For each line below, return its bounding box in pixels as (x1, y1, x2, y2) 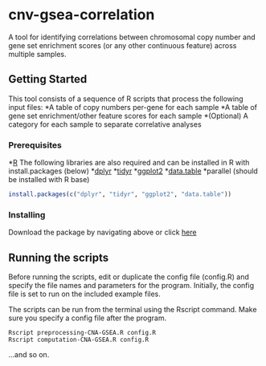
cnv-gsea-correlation (8, 6, 155, 24)
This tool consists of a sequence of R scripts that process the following (8, 94, 243, 104)
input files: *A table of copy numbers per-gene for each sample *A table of (8, 102, 258, 112)
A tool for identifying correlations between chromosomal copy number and (8, 32, 256, 42)
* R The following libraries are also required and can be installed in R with (8, 158, 250, 168)
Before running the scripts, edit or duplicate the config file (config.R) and (8, 272, 249, 282)
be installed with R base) (8, 175, 90, 185)
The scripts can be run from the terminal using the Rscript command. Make (8, 305, 257, 315)
